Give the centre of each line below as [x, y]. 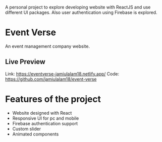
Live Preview [25, 62]
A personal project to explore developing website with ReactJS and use [78, 7]
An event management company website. [48, 46]
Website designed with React [42, 113]
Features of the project [53, 99]
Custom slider [27, 129]
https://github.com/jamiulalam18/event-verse [51, 79]
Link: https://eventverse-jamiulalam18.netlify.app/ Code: [62, 73]
